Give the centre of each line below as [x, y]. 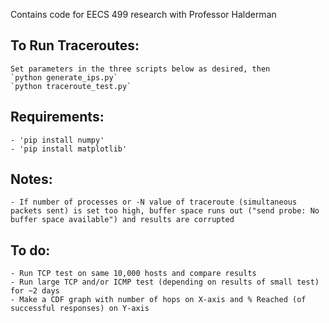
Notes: [31, 179]
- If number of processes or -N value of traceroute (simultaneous [154, 202]
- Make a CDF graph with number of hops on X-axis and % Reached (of [158, 300]
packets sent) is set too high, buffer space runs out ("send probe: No [165, 211]
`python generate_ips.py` [64, 77]
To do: [30, 250]
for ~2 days [35, 291]
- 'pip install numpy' [57, 140]
